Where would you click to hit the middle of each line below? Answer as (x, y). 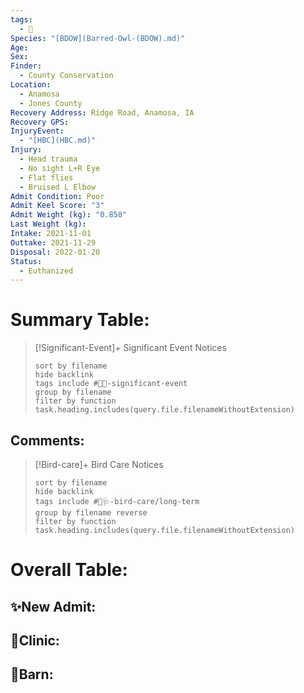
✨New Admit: (53, 606)
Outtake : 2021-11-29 (53, 242)
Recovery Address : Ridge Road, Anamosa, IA (102, 112)
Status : (26, 261)
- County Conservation (66, 76)
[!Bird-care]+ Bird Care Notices (99, 464)
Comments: (47, 440)
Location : (31, 85)
